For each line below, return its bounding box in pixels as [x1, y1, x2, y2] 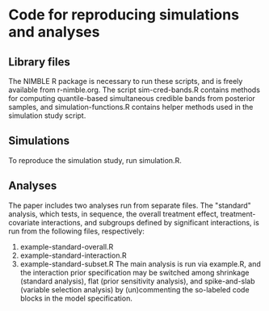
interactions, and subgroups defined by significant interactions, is [40, 217, 260, 227]
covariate [8, 217, 40, 227]
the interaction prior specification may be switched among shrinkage [19, 267, 250, 277]
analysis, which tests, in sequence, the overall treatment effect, [8, 208, 219, 219]
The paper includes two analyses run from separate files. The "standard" [8, 200, 252, 210]
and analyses [8, 23, 100, 41]
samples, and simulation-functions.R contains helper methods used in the [8, 103, 254, 111]
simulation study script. [8, 111, 86, 120]
